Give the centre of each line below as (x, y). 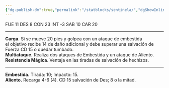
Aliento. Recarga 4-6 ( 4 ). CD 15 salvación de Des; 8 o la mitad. (70, 80)
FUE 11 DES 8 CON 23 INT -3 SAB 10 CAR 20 (52, 24)
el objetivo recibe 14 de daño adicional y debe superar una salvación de (80, 44)
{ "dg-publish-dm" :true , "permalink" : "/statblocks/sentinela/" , (72, 10)
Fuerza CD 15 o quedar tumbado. (39, 49)
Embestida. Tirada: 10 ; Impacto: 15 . (42, 74)
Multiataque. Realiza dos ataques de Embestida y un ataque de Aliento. (80, 55)
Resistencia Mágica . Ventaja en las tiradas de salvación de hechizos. (77, 60)
